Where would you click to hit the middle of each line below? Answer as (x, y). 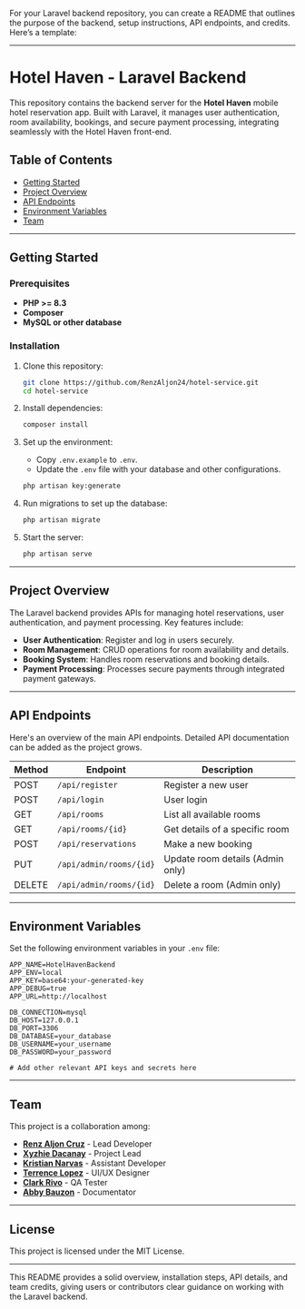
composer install (55, 425)
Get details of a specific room (226, 829)
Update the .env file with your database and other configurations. (158, 469)
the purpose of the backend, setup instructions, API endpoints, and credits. (150, 23)
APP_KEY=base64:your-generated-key (77, 981)
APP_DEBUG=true (38, 989)
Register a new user (206, 784)
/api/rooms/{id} (92, 829)
